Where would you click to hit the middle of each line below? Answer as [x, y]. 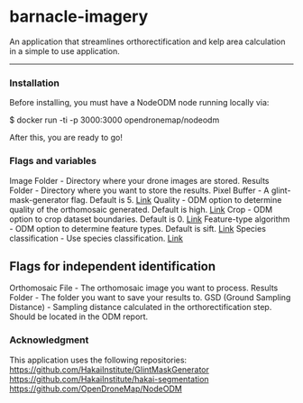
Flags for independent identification [113, 266]
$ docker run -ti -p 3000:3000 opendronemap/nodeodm [115, 120]
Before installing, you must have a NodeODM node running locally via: [139, 103]
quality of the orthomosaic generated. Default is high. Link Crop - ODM [141, 209]
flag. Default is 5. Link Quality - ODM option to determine [176, 199]
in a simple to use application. [64, 50]
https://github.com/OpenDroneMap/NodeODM [96, 389]
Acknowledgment [49, 340]
